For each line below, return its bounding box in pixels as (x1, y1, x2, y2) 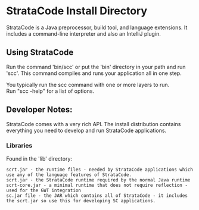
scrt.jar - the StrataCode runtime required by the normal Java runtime (6, 177, 191, 183)
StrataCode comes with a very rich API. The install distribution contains (6, 120, 181, 127)
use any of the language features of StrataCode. (6, 171, 132, 178)
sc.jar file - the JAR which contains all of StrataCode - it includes (6, 192, 188, 199)
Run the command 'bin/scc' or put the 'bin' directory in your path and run (6, 63, 186, 70)
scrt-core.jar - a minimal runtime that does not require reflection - (6, 182, 188, 188)
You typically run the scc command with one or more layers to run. (6, 81, 170, 88)
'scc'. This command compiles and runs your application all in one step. (6, 70, 182, 77)
